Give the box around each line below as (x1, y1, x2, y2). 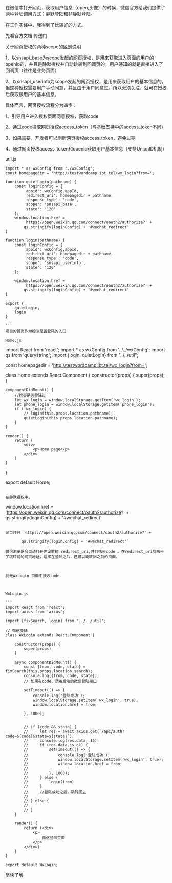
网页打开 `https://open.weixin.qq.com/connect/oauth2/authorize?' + (5, 530, 152, 535)
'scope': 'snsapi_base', (24, 202, 77, 207)
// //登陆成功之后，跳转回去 (24, 790, 87, 795)
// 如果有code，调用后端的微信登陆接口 (24, 679, 97, 684)
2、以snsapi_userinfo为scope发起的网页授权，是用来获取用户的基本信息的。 (5, 79, 166, 84)
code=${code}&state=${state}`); (5, 734, 74, 739)
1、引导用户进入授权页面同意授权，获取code (5, 113, 99, 119)
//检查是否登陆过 (14, 393, 46, 398)
